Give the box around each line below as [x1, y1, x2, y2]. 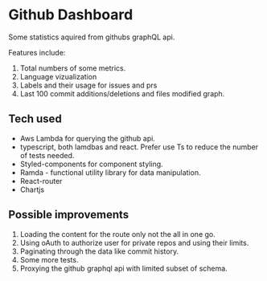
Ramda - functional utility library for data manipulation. [19, 167, 201, 177]
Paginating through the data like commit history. [19, 246, 179, 256]
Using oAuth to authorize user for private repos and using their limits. [19, 238, 249, 247]
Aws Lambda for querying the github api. [19, 133, 155, 143]
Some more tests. [19, 255, 79, 264]
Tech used [8, 112, 62, 126]
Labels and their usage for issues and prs [19, 80, 158, 90]
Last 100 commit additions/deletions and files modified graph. [19, 88, 225, 98]
